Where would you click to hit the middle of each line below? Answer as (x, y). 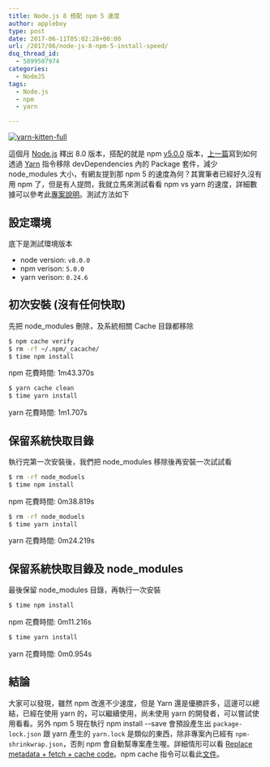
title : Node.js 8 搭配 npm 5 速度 (64, 16)
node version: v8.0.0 (55, 259)
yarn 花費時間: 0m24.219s (51, 541)
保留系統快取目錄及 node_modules (96, 569)
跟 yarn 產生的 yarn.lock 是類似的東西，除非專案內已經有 (138, 734)
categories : (28, 69)
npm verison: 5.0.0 (52, 268)
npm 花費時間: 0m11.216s (50, 622)
